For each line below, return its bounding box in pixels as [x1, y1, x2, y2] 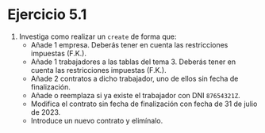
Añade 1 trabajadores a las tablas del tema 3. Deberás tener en [30, 57, 236, 66]
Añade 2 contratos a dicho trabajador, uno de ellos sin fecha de [30, 74, 239, 83]
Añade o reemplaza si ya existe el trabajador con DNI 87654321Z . [30, 90, 241, 100]
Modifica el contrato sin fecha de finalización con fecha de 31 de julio [30, 99, 258, 108]
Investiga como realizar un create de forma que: [18, 32, 177, 41]
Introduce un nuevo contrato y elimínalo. [30, 116, 163, 125]
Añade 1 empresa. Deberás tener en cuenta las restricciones [30, 40, 229, 49]
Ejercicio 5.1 [7, 6, 87, 24]
